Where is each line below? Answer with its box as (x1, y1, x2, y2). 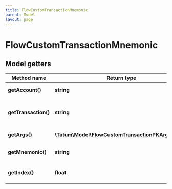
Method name (11, 75, 47, 82)
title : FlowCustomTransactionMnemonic (5, 7, 88, 13)
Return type (106, 75, 137, 82)
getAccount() (8, 87, 41, 94)
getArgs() (8, 131, 32, 138)
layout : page (5, 17, 33, 22)
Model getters (5, 59, 51, 68)
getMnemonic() (8, 149, 47, 156)
